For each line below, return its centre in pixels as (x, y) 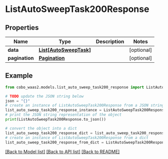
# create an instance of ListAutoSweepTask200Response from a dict (77, 138)
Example (19, 76)
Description (110, 42)
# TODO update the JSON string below (44, 96)
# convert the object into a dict (41, 128)
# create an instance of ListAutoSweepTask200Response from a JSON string (85, 106)
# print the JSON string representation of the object (63, 115)
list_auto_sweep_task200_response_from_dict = (54, 142)
